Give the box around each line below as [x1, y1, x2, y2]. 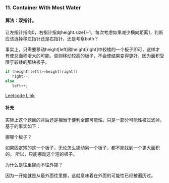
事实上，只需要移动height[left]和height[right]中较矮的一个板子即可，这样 [5, 47, 156, 53]
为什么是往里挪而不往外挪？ [5, 161, 63, 168]
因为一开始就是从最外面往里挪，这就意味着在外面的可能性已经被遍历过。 [5, 172, 155, 178]
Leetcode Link [5, 93, 35, 99]
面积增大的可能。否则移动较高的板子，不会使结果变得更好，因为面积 [18, 53, 160, 59]
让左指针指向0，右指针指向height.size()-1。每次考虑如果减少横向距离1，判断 [5, 29, 163, 35]
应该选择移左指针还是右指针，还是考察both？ [5, 36, 99, 42]
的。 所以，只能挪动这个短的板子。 [5, 151, 77, 157]
